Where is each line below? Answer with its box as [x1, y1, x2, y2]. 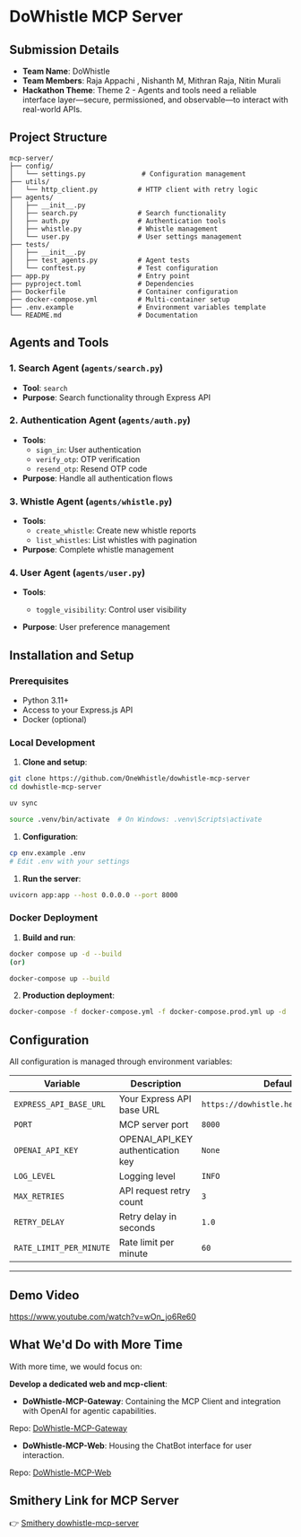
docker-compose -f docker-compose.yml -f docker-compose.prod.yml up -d [9, 1008, 287, 1017]
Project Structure [9, 130, 107, 145]
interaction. [21, 1449, 64, 1460]
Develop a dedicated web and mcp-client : [9, 1378, 168, 1389]
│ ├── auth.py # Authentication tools [9, 216, 227, 225]
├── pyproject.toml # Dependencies [9, 279, 194, 288]
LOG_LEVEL [13, 1171, 56, 1182]
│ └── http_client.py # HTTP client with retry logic [9, 185, 258, 194]
